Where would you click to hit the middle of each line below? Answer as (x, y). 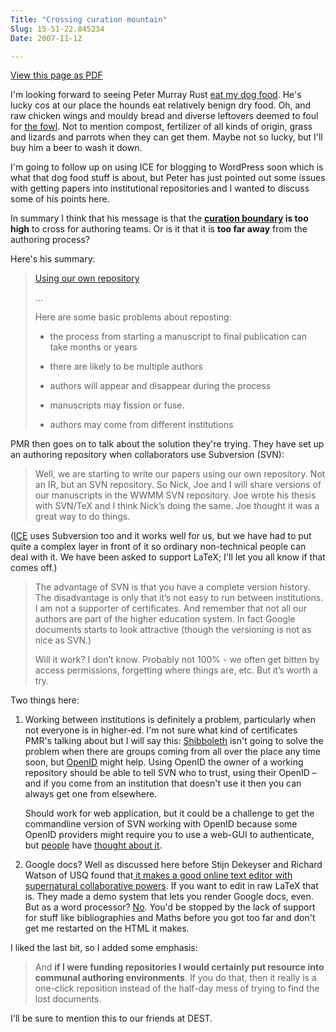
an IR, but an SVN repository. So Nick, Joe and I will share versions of (178, 485)
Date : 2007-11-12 (46, 38)
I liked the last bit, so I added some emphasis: (104, 948)
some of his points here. (60, 199)
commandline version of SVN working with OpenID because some (161, 824)
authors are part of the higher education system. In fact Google (165, 619)
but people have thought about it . (93, 845)
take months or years (93, 347)
